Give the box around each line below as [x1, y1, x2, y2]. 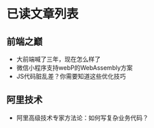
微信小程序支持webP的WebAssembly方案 [16, 64, 133, 72]
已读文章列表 [6, 6, 79, 22]
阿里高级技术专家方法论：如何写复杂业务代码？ [16, 114, 149, 122]
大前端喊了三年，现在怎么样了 [16, 55, 101, 63]
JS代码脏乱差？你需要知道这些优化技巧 [16, 73, 126, 80]
